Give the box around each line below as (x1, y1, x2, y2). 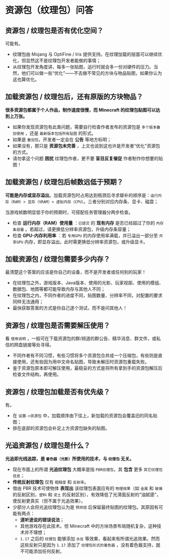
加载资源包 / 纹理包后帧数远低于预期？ (5, 178, 124, 186)
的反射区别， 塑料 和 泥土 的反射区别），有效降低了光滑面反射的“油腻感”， (12, 492, 161, 498)
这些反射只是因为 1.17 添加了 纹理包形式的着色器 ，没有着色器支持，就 (20, 542, 161, 548)
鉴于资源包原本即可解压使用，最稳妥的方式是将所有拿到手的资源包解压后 (12, 365, 162, 371)
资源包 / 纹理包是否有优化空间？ (5, 26, 104, 35)
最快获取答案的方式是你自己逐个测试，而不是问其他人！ (12, 305, 127, 311)
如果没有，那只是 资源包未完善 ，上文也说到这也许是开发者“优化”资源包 (12, 143, 160, 149)
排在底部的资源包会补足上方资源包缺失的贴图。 (12, 425, 110, 431)
